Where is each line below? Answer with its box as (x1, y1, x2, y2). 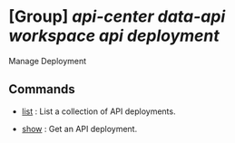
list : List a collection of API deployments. (21, 106, 176, 117)
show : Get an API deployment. (21, 123, 138, 134)
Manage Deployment (8, 55, 87, 66)
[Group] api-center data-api (8, 6, 226, 27)
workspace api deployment (8, 25, 220, 46)
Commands (8, 81, 76, 97)
